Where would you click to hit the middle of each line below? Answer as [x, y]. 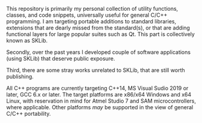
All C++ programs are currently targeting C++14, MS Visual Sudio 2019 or [97, 88]
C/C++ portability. [29, 114]
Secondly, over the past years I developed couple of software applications [99, 52]
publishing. [20, 76]
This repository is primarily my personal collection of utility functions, [92, 9]
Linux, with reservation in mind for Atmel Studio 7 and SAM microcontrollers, [101, 101]
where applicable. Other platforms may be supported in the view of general [100, 107]
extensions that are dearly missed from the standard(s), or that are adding [98, 28]
